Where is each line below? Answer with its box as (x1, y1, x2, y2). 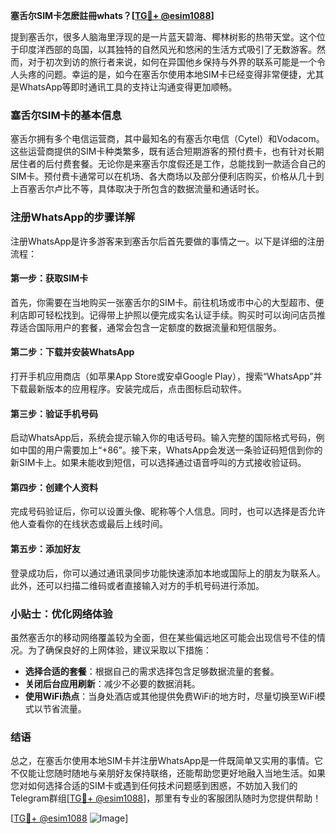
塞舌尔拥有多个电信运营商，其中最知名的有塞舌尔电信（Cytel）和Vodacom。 (10, 133, 325, 145)
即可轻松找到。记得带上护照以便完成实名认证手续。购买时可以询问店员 (27, 309, 317, 321)
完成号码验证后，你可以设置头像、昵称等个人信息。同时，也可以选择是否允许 (10, 505, 326, 518)
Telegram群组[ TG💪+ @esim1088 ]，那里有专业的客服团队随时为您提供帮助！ (10, 792, 322, 804)
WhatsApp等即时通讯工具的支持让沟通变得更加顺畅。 (18, 81, 238, 93)
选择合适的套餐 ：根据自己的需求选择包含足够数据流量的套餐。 (24, 665, 280, 677)
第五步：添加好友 (10, 543, 81, 554)
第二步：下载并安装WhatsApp (10, 346, 135, 358)
